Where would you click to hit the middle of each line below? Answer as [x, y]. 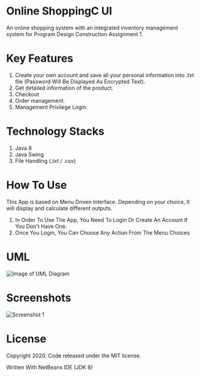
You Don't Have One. [41, 226]
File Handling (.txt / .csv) [45, 161]
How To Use [37, 185]
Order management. [40, 100]
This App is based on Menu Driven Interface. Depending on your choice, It [98, 202]
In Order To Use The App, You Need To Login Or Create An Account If [101, 220]
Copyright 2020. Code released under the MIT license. [74, 356]
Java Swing [29, 154]
